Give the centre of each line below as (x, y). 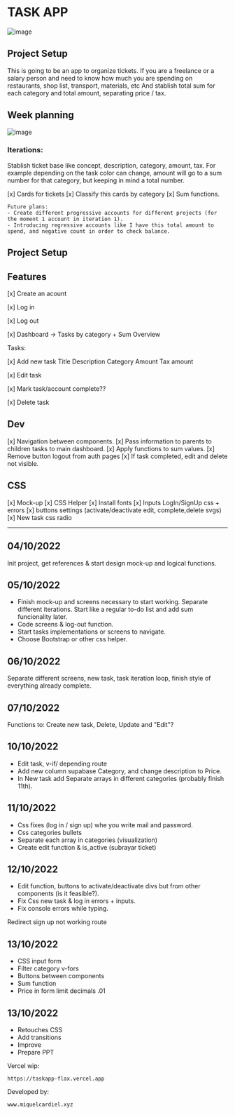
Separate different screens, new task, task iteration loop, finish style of (109, 679)
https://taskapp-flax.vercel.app (56, 1079)
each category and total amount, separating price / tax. (87, 93)
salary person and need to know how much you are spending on (100, 78)
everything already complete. (50, 686)
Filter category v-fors (48, 968)
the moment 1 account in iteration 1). (65, 219)
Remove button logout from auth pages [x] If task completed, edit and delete (117, 456)
